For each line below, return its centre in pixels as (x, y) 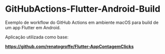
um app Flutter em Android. (33, 27)
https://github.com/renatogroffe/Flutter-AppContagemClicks (69, 46)
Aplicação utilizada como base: (37, 37)
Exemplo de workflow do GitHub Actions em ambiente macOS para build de (82, 22)
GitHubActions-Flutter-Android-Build (83, 9)
